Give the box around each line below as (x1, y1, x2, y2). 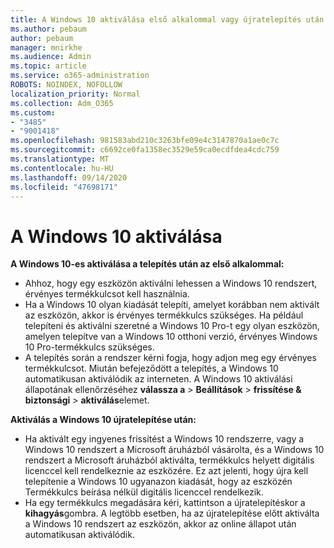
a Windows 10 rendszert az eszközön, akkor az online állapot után (24, 518, 297, 530)
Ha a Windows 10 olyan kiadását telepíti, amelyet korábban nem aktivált (24, 299, 320, 311)
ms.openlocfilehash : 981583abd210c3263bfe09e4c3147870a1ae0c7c (10, 136, 280, 146)
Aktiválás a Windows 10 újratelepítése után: (10, 414, 197, 426)
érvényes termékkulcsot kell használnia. (24, 288, 190, 300)
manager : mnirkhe (10, 42, 83, 53)
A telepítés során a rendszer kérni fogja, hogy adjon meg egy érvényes (24, 352, 317, 364)
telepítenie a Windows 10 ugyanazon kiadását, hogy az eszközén (24, 476, 293, 488)
